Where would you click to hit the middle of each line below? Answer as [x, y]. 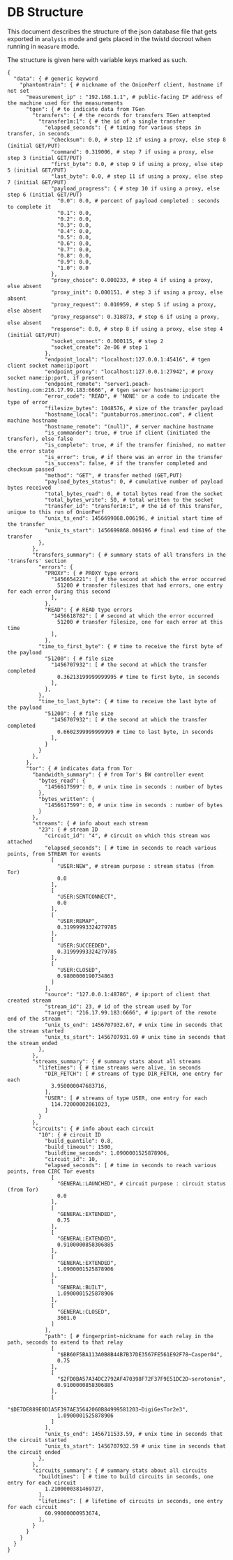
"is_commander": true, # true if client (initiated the [127, 433]
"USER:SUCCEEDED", [84, 945]
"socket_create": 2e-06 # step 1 [100, 347]
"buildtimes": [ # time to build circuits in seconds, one [126, 1476]
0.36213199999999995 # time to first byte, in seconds [138, 677]
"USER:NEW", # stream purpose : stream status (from [135, 866]
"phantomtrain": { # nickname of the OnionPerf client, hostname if [121, 84]
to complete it [29, 207]
